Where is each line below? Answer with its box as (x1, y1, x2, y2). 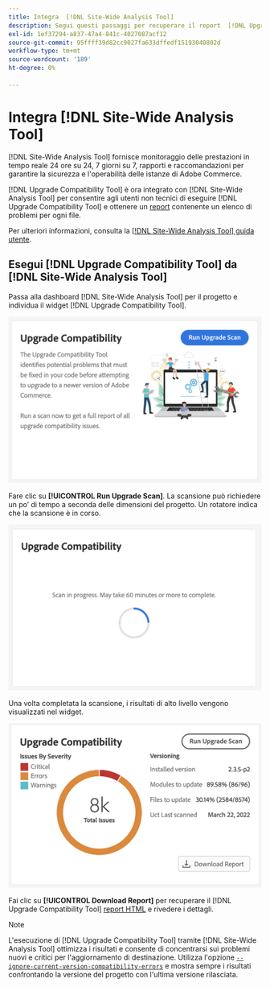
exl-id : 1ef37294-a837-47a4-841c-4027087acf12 (8, 30, 167, 38)
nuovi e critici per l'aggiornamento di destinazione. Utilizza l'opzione (8, 952, 235, 962)
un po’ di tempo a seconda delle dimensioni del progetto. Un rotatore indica (8, 500, 259, 510)
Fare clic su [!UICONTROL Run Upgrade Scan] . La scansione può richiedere (8, 491, 261, 501)
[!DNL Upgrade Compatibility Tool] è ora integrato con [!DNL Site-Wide (8, 184, 243, 194)
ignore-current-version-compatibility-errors (8, 963, 163, 971)
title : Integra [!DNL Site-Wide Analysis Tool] (8, 13, 174, 21)
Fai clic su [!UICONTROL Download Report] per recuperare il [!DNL (8, 896, 231, 906)
